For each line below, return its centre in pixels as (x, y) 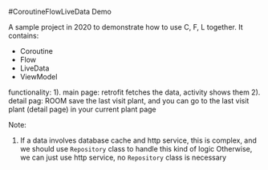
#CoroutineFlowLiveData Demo (60, 12)
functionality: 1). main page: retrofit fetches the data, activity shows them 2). (134, 92)
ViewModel (39, 77)
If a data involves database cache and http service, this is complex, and (138, 140)
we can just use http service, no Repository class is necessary (123, 157)
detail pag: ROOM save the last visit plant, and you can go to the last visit (129, 101)
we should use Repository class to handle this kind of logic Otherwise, (136, 149)
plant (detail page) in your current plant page (82, 109)
